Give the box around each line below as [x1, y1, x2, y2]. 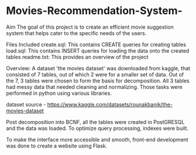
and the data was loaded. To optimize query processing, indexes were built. [6, 125, 189, 132]
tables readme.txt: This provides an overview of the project [6, 53, 149, 60]
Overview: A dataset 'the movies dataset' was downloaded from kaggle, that [6, 64, 191, 71]
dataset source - [6, 101, 46, 108]
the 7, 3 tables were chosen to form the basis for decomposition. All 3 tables [6, 77, 190, 84]
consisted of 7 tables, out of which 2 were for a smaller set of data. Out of [6, 71, 184, 78]
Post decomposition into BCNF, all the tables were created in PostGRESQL [6, 118, 185, 125]
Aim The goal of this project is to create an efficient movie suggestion [6, 23, 174, 30]
